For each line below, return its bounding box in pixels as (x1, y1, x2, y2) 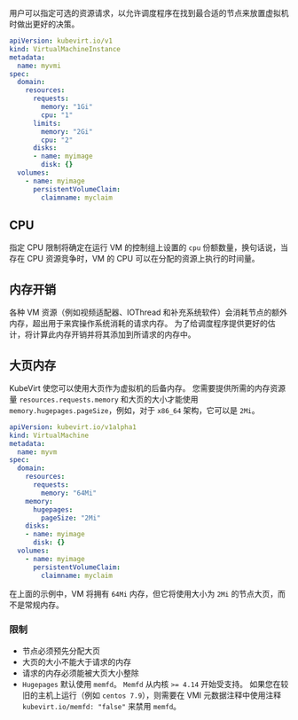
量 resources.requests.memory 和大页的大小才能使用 (9, 394, 199, 404)
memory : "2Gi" (41, 127, 93, 136)
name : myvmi (17, 61, 62, 70)
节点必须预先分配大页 (21, 646, 100, 656)
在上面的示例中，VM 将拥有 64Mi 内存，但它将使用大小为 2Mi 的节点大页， (9, 588, 278, 599)
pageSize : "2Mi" (41, 513, 101, 522)
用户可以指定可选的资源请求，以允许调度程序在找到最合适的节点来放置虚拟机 (9, 8, 289, 18)
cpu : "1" (41, 110, 74, 120)
